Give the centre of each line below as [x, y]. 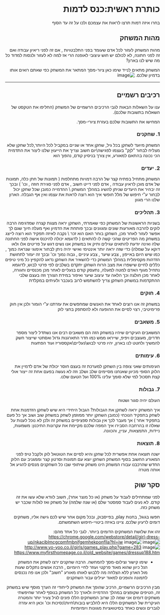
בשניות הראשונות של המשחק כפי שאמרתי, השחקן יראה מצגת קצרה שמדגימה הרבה [83, 223]
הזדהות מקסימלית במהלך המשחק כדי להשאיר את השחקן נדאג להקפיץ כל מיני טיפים [82, 260]
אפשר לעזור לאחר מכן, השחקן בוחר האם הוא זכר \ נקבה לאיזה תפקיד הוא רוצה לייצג [83, 234]
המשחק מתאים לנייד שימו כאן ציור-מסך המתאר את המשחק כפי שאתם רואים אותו [85, 70]
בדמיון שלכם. [148, 75]
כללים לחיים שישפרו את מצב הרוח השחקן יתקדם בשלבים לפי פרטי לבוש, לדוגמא [86, 265]
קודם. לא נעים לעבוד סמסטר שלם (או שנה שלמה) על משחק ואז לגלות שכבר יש [88, 502]
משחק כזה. [150, 507]
